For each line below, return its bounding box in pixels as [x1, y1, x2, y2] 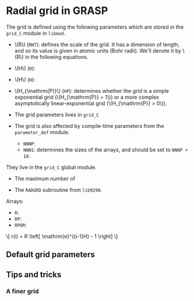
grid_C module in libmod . [6, 29, 66, 36]
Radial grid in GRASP [6, 4, 108, 18]
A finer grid [6, 287, 39, 295]
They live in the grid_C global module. [6, 164, 97, 171]
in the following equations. [24, 53, 89, 60]
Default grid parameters [6, 250, 95, 260]
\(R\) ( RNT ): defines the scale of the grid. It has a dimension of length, [14, 41, 180, 48]
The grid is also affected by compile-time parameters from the [14, 122, 164, 129]
